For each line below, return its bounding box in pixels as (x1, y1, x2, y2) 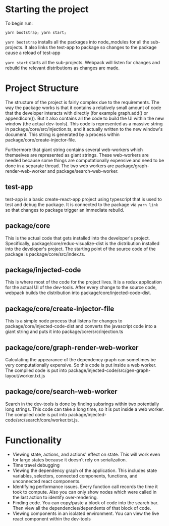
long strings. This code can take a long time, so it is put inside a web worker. (5, 406, 164, 412)
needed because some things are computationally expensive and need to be (5, 157, 164, 163)
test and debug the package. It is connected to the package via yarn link (5, 201, 158, 208)
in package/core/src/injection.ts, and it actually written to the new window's (5, 126, 163, 132)
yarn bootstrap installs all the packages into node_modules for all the (5, 39, 150, 45)
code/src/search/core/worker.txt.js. (5, 417, 79, 423)
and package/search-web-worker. (47, 168, 119, 174)
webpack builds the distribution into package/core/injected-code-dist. (5, 290, 151, 296)
